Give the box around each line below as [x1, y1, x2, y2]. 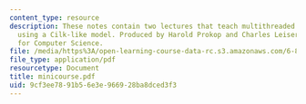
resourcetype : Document [9, 64, 100, 73]
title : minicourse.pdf [9, 72, 96, 81]
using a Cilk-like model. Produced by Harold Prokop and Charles [17, 30, 271, 39]
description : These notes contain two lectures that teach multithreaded [9, 22, 296, 31]
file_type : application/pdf [9, 55, 117, 64]
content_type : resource [9, 13, 100, 23]
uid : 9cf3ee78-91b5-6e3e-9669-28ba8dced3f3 [9, 80, 178, 90]
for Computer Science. [17, 38, 104, 48]
